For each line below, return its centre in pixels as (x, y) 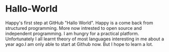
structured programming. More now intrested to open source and (74, 28)
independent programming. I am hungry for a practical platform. (72, 33)
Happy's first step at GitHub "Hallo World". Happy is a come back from (79, 23)
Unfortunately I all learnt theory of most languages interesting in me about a (85, 39)
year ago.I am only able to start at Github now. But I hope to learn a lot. (79, 44)
